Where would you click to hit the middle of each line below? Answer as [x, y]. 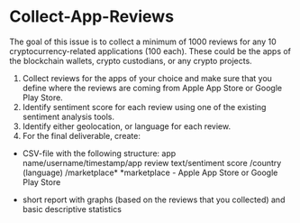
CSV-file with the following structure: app [99, 153]
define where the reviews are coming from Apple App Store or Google [152, 88]
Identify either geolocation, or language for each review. [127, 126]
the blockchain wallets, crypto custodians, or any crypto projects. [131, 60]
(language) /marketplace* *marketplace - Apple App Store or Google [150, 172]
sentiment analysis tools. [68, 116]
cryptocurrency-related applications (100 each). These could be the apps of [150, 51]
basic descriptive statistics [72, 209]
